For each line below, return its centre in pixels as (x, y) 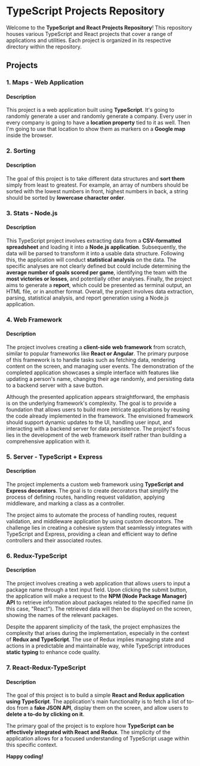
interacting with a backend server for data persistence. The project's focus (98, 428)
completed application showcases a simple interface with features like (93, 373)
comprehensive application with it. (48, 441)
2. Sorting (21, 151)
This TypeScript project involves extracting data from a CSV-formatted (94, 240)
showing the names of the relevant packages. (62, 615)
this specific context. (32, 745)
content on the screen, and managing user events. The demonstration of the (100, 366)
